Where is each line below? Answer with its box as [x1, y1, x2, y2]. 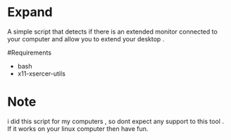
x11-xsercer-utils [17, 69, 65, 78]
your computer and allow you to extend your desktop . [7, 34, 165, 43]
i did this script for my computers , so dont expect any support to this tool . [7, 117, 224, 125]
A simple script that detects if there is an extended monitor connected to [7, 27, 218, 36]
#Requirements [7, 48, 51, 57]
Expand [7, 4, 53, 20]
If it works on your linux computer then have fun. [7, 124, 149, 133]
